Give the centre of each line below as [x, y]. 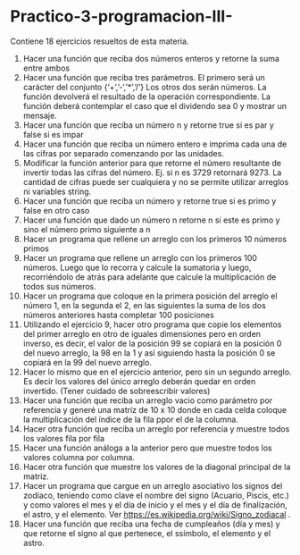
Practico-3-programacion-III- [121, 17]
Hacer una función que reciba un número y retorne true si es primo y [150, 201]
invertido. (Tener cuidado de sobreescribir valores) [117, 391]
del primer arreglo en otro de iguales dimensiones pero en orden [142, 333]
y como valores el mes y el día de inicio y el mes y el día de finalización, [155, 505]
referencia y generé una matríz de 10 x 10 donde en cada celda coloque [155, 409]
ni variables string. [57, 191]
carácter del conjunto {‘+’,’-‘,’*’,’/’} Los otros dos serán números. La [145, 87]
